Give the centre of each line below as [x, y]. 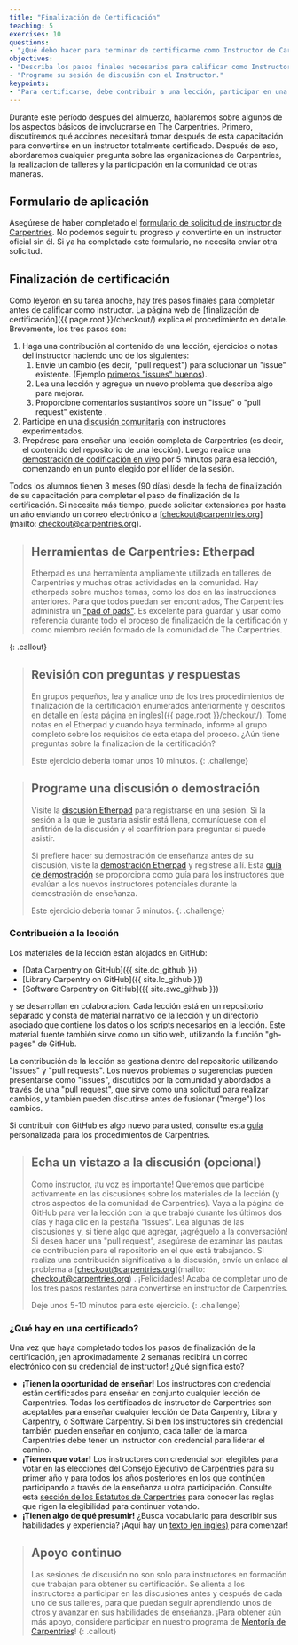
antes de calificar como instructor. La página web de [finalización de [134, 310]
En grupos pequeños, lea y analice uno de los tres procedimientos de [157, 696]
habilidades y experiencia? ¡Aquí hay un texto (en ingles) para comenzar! [155, 1525]
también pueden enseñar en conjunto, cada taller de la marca [134, 1430]
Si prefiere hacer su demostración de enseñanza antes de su [142, 855]
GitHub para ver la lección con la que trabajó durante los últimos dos [156, 1212]
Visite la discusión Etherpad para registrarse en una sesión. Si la [148, 810]
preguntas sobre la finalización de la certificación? [123, 743]
